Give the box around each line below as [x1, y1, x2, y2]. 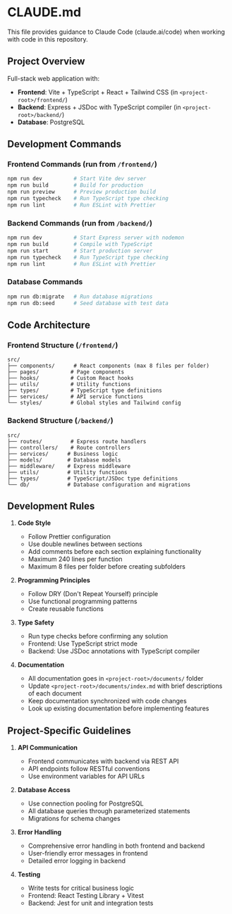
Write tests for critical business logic [28, 884, 135, 892]
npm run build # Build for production [7, 182, 143, 189]
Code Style [17, 519, 51, 527]
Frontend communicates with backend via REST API [28, 757, 179, 765]
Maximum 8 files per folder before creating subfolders [28, 562, 185, 571]
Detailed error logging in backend [28, 857, 126, 865]
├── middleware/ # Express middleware [7, 462, 131, 469]
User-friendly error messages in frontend [28, 849, 148, 858]
